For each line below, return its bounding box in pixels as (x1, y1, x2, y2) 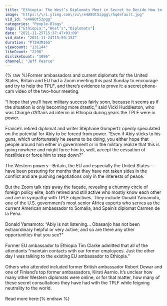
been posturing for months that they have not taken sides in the (16, 168, 147, 174)
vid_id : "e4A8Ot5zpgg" (5, 17, 52, 22)
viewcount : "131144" (5, 45, 48, 50)
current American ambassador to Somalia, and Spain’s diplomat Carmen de (5, 205, 160, 211)
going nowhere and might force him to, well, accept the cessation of (5, 147, 146, 153)
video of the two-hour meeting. (15, 88, 80, 94)
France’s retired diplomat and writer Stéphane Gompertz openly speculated (5, 126, 160, 132)
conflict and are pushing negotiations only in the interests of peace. (5, 173, 144, 179)
